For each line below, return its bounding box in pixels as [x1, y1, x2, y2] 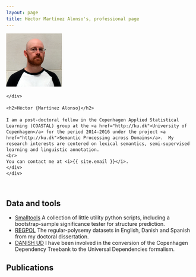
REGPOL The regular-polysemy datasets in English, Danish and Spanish [14, 226, 191, 234]
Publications [6, 263, 54, 273]
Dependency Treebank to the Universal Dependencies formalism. [14, 245, 175, 253]
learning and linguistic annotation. [6, 147, 100, 153]
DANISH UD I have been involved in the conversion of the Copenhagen [14, 240, 188, 246]
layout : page [6, 10, 39, 15]
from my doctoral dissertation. [14, 233, 89, 240]
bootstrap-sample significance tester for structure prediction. [14, 221, 165, 227]
